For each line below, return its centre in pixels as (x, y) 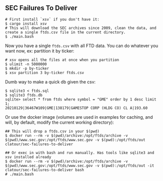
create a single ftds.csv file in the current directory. (65, 32)
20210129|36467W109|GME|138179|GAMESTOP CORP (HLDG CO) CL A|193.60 (76, 108)
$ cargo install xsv (26, 24)
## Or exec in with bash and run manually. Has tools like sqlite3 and (80, 153)
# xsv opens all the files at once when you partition (62, 60)
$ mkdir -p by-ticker (27, 68)
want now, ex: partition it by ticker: (40, 51)
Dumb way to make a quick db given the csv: (50, 82)
